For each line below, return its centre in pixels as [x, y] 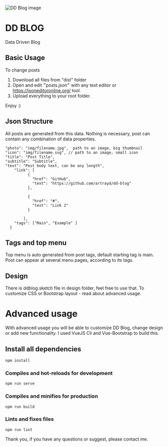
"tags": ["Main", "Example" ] [46, 223]
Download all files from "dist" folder [50, 80]
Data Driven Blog [23, 42]
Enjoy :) [13, 105]
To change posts [23, 70]
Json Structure [29, 122]
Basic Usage [25, 58]
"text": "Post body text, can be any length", [55, 166]
